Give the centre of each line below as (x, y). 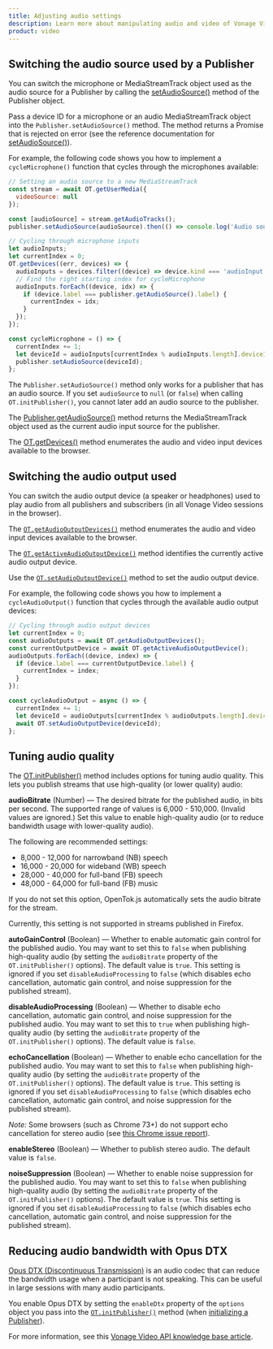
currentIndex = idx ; (65, 301)
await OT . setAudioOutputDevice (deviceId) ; (89, 723)
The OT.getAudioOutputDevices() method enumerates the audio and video (132, 529)
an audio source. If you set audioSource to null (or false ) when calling (126, 393)
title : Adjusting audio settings (65, 16)
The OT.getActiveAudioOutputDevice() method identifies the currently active (136, 553)
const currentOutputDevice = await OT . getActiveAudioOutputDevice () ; (129, 648)
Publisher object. (37, 101)
